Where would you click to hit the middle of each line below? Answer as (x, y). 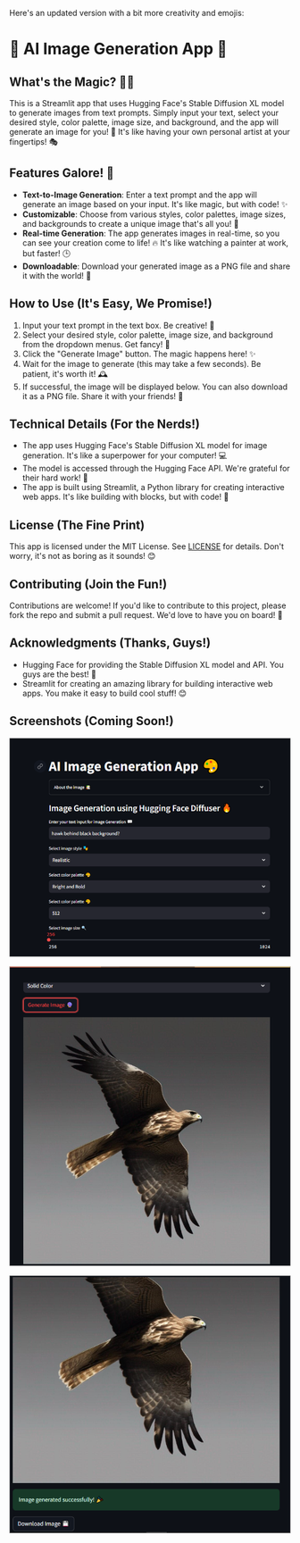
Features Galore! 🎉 (62, 173)
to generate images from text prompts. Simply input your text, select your (144, 113)
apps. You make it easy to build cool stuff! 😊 (104, 693)
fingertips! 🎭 (33, 142)
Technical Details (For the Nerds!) (105, 425)
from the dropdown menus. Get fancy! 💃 (96, 344)
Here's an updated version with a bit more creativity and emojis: (127, 13)
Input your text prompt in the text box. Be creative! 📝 (118, 325)
